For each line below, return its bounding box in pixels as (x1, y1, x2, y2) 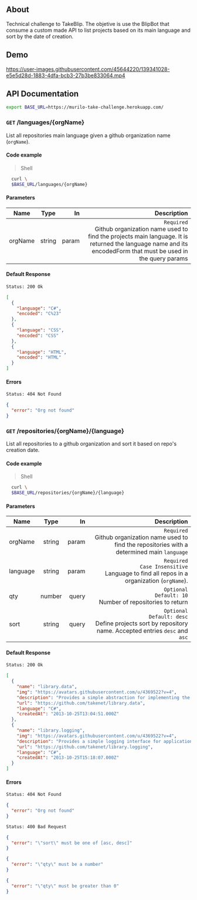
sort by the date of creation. (6, 32, 74, 40)
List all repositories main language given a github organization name (6, 132, 171, 139)
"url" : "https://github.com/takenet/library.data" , (16, 700, 145, 706)
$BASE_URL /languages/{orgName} (11, 181, 88, 187)
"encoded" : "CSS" (16, 333, 59, 338)
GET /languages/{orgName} (6, 118, 85, 127)
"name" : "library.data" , (16, 684, 77, 690)
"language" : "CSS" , (16, 327, 64, 333)
